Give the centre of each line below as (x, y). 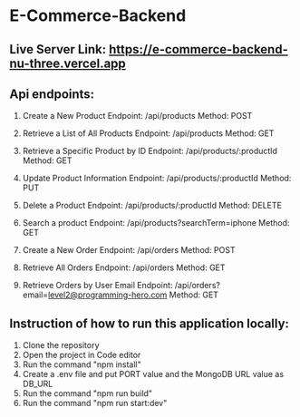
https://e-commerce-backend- (198, 49)
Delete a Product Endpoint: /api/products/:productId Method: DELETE (152, 206)
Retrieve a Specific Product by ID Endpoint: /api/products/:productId (150, 151)
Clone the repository (61, 345)
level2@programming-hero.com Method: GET (134, 295)
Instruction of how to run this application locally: (150, 323)
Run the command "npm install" (82, 364)
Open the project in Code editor (82, 355)
